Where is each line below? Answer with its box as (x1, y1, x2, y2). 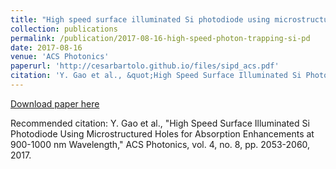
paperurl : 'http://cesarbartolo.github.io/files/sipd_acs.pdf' (10, 61, 280, 71)
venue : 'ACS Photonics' (10, 52, 110, 62)
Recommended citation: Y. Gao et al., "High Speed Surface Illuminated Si (10, 117, 310, 129)
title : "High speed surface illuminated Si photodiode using (10, 14, 271, 25)
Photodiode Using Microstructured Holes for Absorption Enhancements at (10, 127, 315, 140)
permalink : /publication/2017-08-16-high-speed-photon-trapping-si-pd (10, 33, 311, 43)
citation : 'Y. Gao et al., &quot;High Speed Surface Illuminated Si (10, 71, 302, 81)
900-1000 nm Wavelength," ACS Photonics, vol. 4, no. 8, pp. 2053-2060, (10, 138, 311, 150)
